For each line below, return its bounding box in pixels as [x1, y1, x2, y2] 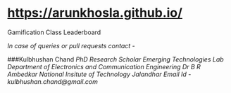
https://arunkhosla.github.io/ [7, 5, 183, 21]
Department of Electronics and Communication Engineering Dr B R [7, 62, 201, 71]
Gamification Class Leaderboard [7, 28, 101, 36]
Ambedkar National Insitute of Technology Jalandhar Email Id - [7, 70, 192, 78]
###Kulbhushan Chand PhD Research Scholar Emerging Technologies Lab [7, 55, 224, 64]
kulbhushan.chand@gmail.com [7, 77, 99, 85]
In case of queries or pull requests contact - [7, 41, 135, 50]
